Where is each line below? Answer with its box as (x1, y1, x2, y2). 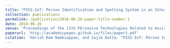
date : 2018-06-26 (5, 21, 42, 26)
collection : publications (5, 12, 60, 17)
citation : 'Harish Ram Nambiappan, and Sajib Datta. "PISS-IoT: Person (5, 35, 159, 40)
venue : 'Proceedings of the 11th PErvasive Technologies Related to (5, 26, 153, 31)
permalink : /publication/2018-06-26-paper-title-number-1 (5, 16, 130, 21)
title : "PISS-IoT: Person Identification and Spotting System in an (5, 7, 153, 12)
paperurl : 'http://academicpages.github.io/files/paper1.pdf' (5, 30, 139, 35)
